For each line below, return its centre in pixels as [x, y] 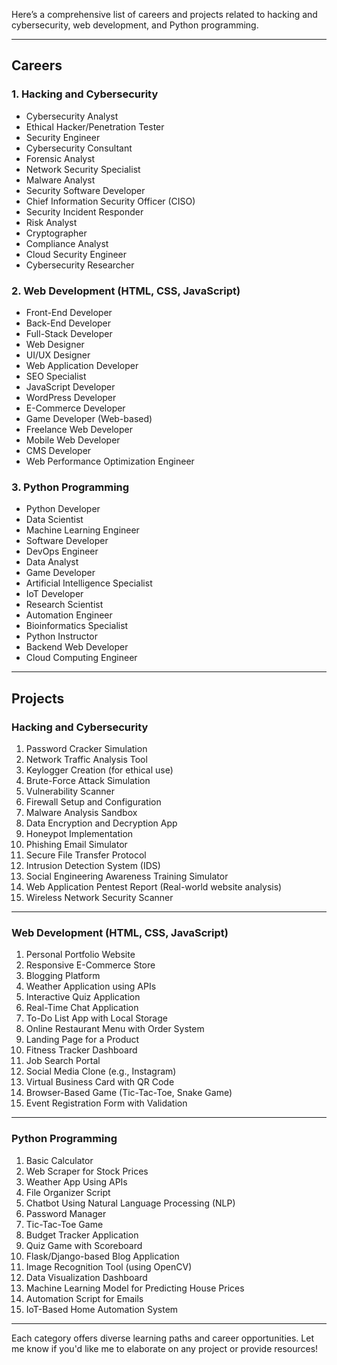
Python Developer [63, 509]
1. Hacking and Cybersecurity [85, 94]
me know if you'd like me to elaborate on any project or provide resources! [165, 1348]
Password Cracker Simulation [86, 748]
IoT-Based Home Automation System [102, 1309]
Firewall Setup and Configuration [93, 801]
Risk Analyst [51, 222]
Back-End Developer [68, 323]
